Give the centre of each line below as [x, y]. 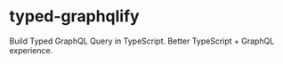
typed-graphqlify [74, 16]
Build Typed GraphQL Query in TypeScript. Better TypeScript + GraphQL [142, 41]
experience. [31, 50]
